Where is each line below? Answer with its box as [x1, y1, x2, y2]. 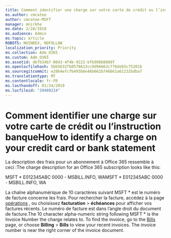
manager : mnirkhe [5, 21, 42, 27]
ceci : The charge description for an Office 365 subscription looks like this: [5, 164, 161, 170]
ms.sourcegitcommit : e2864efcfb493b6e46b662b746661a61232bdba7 [5, 69, 142, 74]
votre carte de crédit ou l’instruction [5, 121, 161, 132]
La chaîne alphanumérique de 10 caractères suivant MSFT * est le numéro [5, 189, 160, 196]
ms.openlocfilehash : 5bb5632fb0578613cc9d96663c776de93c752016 [5, 64, 142, 69]
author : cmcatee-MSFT [5, 17, 51, 22]
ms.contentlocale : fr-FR [5, 78, 58, 83]
